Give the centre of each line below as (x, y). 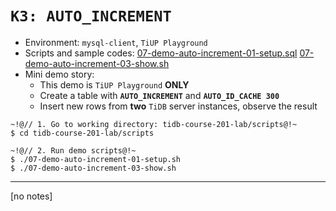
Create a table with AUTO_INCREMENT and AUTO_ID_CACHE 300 (159, 95)
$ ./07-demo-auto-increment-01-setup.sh (96, 159)
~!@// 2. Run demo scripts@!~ (73, 150)
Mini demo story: (59, 74)
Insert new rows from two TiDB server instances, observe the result (178, 106)
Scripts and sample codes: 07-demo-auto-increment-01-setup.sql (161, 53)
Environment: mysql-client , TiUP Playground (116, 42)
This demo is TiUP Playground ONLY (114, 84)
